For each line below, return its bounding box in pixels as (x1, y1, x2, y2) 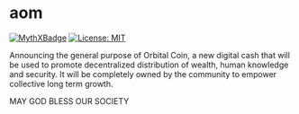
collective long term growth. (9, 78, 113, 89)
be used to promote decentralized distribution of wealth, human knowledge (9, 59, 289, 70)
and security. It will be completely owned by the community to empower (9, 68, 277, 79)
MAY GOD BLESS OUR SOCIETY (9, 95, 130, 106)
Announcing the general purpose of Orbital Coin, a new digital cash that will (9, 49, 291, 60)
